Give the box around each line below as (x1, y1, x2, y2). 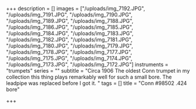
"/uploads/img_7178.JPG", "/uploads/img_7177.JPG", (6, 49, 132, 55)
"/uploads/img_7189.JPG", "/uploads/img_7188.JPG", (6, 18, 134, 24)
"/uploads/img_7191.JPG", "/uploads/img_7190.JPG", (6, 11, 133, 18)
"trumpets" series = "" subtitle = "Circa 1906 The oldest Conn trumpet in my (6, 67, 190, 74)
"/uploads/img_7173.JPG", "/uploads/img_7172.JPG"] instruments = (6, 61, 169, 68)
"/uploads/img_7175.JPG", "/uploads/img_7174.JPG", (6, 55, 133, 62)
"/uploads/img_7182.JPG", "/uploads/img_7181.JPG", (6, 36, 133, 43)
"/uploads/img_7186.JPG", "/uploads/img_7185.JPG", (6, 23, 133, 30)
